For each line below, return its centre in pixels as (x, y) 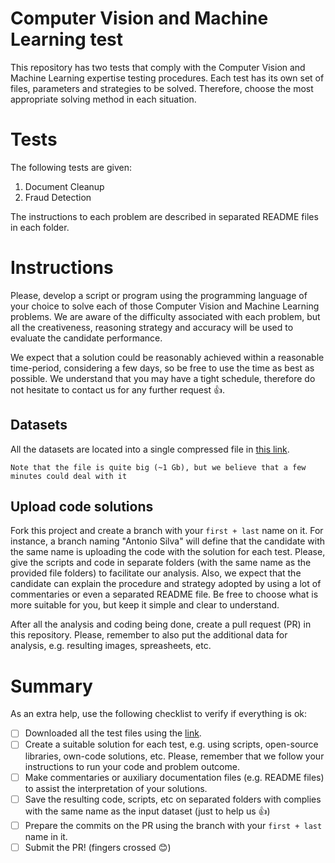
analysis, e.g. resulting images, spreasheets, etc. (111, 646)
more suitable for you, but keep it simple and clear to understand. (145, 605)
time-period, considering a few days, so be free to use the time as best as (162, 368)
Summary (51, 686)
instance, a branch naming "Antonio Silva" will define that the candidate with (168, 541)
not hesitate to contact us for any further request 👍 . (117, 389)
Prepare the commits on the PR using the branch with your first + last (173, 825)
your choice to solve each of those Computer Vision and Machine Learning (165, 306)
